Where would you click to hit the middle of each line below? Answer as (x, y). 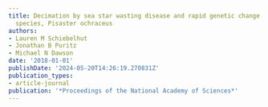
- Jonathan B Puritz (43, 46)
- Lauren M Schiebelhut (48, 38)
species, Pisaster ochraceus (64, 23)
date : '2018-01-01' (41, 61)
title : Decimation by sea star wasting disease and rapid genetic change (134, 16)
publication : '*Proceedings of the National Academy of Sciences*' (124, 91)
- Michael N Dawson (41, 53)
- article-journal (39, 83)
